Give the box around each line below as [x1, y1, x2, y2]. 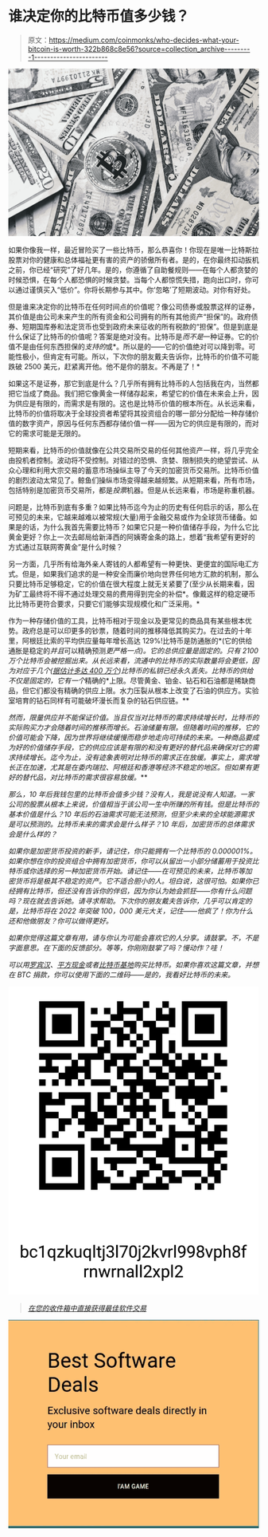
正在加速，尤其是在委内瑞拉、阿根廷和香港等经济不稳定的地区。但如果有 [14, 763, 252, 772]
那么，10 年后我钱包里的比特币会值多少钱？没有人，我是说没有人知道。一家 [8, 789, 254, 798]
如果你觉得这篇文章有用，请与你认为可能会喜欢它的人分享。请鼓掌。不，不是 [8, 932, 259, 942]
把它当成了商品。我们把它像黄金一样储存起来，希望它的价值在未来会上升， [8, 388, 252, 398]
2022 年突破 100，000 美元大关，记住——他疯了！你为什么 [58, 906, 254, 916]
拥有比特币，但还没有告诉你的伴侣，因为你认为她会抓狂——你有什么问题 [14, 886, 253, 896]
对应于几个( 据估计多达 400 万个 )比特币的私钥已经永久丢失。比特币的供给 [14, 665, 254, 675]
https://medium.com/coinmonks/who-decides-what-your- [49, 35, 240, 45]
